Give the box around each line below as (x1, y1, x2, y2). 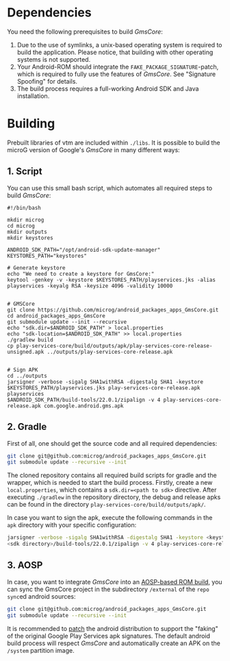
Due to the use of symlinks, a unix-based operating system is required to (16, 40, 222, 49)
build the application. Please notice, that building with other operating (16, 48, 214, 56)
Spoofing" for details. (16, 77, 77, 85)
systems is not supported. (16, 55, 91, 63)
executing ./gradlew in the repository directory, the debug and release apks (7, 493, 221, 501)
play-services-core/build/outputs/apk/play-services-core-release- (16, 342, 213, 349)
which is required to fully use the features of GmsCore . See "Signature (16, 70, 216, 78)
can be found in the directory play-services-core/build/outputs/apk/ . (7, 501, 206, 509)
